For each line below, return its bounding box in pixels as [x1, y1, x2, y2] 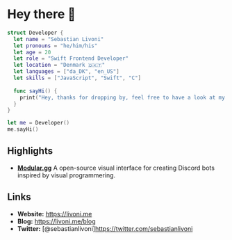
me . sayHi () [7, 126, 39, 133]
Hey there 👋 [7, 6, 76, 22]
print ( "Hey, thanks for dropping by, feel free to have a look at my [19, 94, 226, 101]
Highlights [7, 145, 53, 157]
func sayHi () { [13, 87, 58, 95]
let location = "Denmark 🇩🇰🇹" [13, 62, 106, 69]
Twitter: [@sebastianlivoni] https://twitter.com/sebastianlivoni [17, 224, 193, 232]
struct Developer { [7, 29, 64, 36]
